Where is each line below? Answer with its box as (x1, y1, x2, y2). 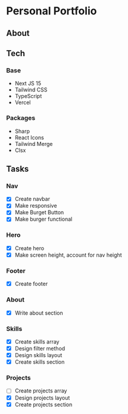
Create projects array (14, 387, 67, 394)
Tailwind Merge (14, 140, 53, 147)
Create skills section (14, 358, 65, 366)
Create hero (14, 244, 45, 252)
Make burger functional (14, 215, 73, 223)
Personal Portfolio (6, 4, 97, 18)
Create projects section (14, 401, 73, 408)
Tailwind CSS (14, 86, 48, 93)
